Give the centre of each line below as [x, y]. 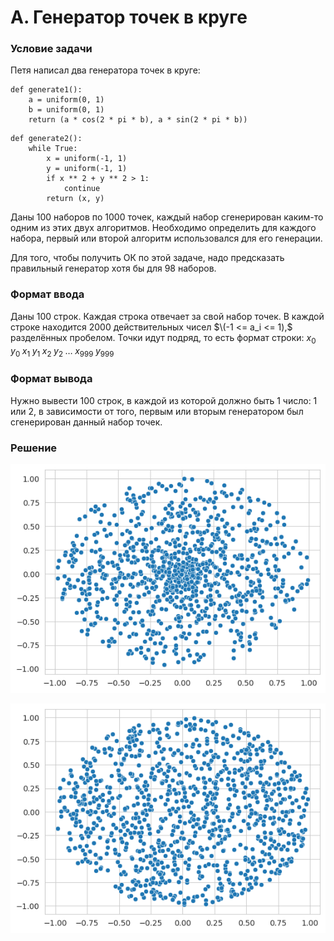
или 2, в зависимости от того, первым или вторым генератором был [157, 411]
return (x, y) [75, 199]
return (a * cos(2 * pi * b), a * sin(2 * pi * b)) [138, 120]
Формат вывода [51, 379]
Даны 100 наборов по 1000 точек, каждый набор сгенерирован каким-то [167, 217]
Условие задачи [51, 49]
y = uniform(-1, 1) [87, 169]
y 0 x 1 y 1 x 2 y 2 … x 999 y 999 [62, 351]
